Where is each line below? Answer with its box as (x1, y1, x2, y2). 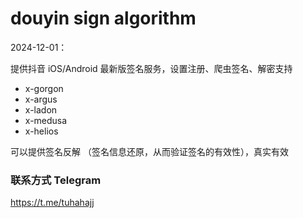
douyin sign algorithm (10, 7, 197, 30)
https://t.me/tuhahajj (10, 197, 95, 209)
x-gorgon (24, 82, 64, 94)
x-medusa (24, 114, 68, 126)
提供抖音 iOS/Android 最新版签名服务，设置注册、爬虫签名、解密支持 (10, 62, 293, 74)
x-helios (24, 125, 59, 137)
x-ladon (24, 103, 58, 116)
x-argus (24, 93, 58, 105)
